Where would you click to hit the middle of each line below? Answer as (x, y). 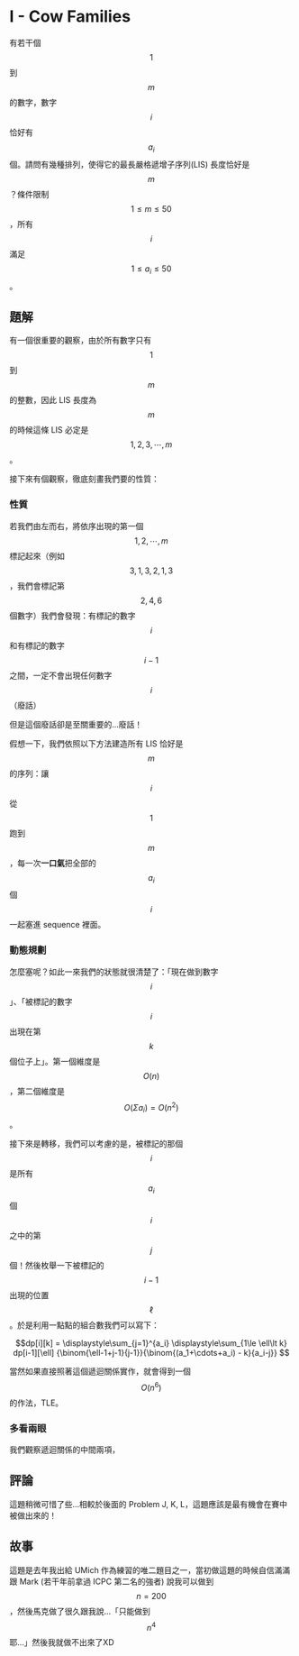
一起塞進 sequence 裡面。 (58, 925)
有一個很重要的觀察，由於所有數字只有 (80, 341)
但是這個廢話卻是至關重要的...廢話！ (76, 724)
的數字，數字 (33, 102)
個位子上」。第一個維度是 (55, 1061)
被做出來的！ (33, 1515)
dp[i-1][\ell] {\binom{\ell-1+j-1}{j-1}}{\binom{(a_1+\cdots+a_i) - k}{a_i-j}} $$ (151, 1352)
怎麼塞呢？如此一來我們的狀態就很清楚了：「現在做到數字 (114, 972)
